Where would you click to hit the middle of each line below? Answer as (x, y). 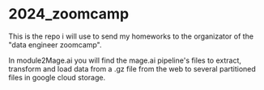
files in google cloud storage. (57, 77)
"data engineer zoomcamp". (55, 44)
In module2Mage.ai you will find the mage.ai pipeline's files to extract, (125, 60)
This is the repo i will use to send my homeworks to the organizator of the (131, 36)
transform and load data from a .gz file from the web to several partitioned (132, 68)
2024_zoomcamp (69, 14)
